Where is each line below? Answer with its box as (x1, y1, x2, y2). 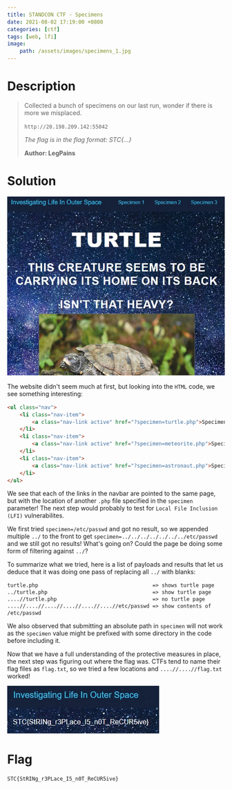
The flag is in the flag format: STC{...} (23, 135, 132, 143)
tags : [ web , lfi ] (7, 33, 57, 40)
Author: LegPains (23, 149, 76, 157)
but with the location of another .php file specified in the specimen (7, 497, 193, 505)
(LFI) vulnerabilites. (7, 511, 64, 520)
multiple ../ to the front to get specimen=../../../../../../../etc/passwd (7, 532, 218, 540)
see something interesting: (7, 389, 83, 398)
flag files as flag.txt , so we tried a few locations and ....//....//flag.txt (7, 665, 222, 673)
